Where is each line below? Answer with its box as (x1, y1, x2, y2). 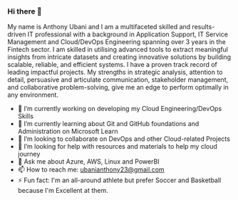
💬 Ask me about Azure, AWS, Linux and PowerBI (17, 157, 160, 166)
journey (17, 149, 41, 159)
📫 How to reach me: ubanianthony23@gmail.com (17, 165, 165, 174)
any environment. (7, 90, 59, 99)
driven (7, 30, 26, 38)
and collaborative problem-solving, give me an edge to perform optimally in (7, 83, 229, 92)
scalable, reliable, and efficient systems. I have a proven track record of (7, 60, 217, 69)
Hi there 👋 (7, 6, 43, 16)
